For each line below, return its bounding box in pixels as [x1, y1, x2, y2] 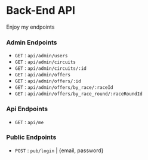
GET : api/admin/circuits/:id [14, 64, 87, 72]
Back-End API [6, 4, 76, 17]
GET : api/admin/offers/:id [14, 77, 82, 84]
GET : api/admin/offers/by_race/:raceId [14, 84, 113, 91]
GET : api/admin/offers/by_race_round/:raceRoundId [14, 90, 143, 97]
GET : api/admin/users [14, 52, 68, 59]
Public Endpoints [6, 133, 57, 141]
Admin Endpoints [6, 38, 58, 47]
